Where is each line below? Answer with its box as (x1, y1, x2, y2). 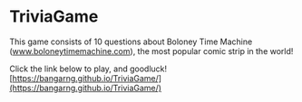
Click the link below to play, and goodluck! (9, 63, 168, 74)
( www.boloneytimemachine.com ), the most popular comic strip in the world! (9, 45, 294, 56)
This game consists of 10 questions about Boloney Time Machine (9, 36, 253, 47)
